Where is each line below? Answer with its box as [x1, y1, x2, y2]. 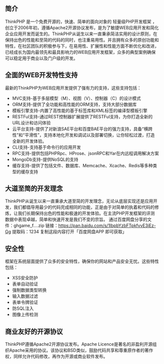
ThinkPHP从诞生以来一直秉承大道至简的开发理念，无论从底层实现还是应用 [5, 198, 153, 204]
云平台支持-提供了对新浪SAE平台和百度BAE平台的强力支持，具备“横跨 [12, 126, 153, 132]
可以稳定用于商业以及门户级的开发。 [5, 55, 78, 61]
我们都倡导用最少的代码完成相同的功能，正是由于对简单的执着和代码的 [13, 205, 155, 210]
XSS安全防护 [12, 275, 38, 281]
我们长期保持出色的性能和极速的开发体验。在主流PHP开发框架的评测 [18, 210, 155, 216]
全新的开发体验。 [12, 138, 47, 144]
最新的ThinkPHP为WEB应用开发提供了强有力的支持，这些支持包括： [5, 85, 142, 91]
